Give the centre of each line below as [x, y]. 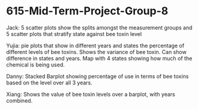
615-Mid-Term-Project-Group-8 [87, 11]
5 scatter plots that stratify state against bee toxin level [74, 34]
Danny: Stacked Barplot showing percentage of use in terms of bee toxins [97, 76]
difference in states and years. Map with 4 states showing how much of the [99, 58]
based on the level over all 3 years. [49, 83]
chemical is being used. [35, 65]
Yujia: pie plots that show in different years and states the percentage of [95, 46]
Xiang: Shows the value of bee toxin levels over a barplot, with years [91, 94]
